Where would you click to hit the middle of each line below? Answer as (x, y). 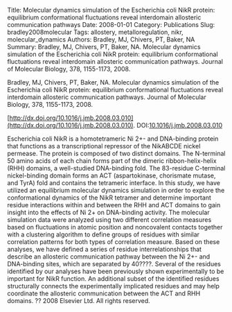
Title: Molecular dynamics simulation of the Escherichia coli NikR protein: (111, 10)
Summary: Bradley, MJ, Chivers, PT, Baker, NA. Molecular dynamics (104, 47)
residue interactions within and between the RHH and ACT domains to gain (114, 205)
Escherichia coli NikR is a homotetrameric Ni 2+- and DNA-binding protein (113, 139)
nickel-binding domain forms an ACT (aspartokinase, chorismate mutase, (111, 175)
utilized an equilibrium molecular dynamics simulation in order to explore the (116, 190)
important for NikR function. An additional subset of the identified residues (113, 279)
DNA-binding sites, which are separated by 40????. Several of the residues (114, 264)
